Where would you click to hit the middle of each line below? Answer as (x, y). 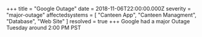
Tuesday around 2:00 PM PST (44, 27)
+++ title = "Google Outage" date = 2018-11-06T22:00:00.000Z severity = (99, 9)
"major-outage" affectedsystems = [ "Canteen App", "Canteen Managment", (102, 15)
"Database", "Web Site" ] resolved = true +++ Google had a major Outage (98, 21)
